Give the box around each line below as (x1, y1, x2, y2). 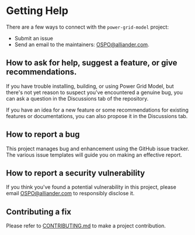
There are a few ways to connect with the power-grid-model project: (6, 23, 169, 30)
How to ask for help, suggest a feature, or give (6, 58, 177, 68)
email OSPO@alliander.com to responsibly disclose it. (6, 190, 135, 197)
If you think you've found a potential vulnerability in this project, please (6, 184, 176, 191)
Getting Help (6, 4, 69, 18)
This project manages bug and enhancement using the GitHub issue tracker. (6, 145, 190, 152)
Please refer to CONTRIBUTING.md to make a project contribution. (6, 222, 166, 229)
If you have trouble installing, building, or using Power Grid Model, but (6, 82, 174, 89)
